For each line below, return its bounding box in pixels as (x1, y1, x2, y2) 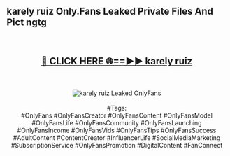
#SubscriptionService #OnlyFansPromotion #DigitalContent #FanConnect (10, 141, 223, 149)
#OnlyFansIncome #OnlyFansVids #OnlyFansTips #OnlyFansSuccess (17, 126, 217, 134)
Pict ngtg (6, 17, 47, 29)
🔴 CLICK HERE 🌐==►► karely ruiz (41, 55, 193, 67)
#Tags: (106, 104, 127, 112)
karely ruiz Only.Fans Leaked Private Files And (6, 6, 214, 17)
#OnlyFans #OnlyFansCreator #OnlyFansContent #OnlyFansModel (21, 111, 213, 120)
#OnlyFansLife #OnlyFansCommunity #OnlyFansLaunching (31, 118, 202, 127)
